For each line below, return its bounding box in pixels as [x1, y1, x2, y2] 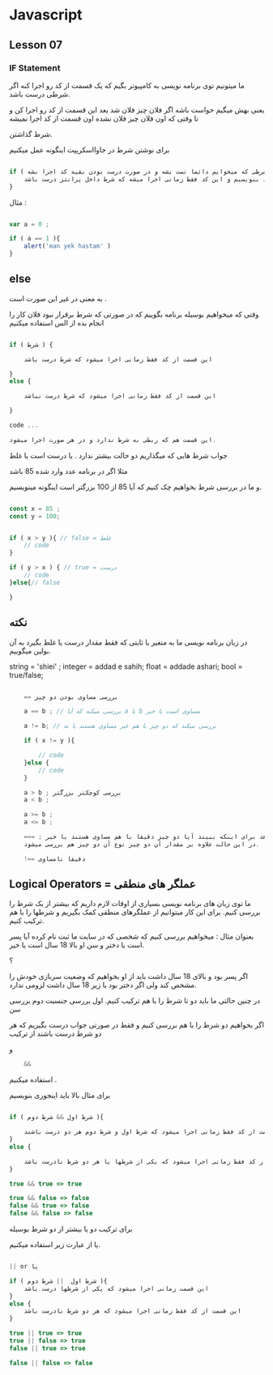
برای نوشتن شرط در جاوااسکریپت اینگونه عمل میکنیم [9, 144, 170, 155]
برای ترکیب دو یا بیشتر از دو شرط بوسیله [9, 1224, 133, 1234]
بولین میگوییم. [9, 645, 52, 655]
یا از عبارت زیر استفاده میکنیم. [9, 1240, 100, 1249]
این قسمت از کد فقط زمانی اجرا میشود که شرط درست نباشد [23, 392, 217, 400]
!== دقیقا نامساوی [23, 854, 86, 863]
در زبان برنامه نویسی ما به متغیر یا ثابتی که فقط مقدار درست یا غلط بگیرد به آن [9, 637, 248, 647]
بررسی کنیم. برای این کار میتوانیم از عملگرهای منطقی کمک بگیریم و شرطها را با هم [9, 907, 261, 917]
